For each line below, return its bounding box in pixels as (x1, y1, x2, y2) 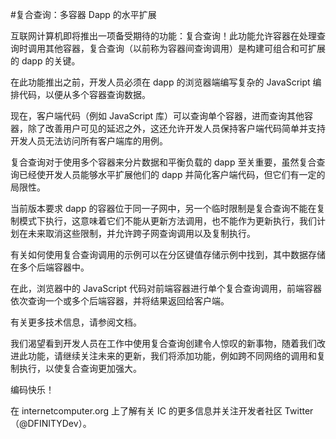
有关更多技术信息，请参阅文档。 (10, 316, 142, 328)
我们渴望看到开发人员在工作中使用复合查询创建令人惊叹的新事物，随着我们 (10, 338, 317, 349)
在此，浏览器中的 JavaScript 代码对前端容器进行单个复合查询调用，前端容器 (10, 283, 323, 294)
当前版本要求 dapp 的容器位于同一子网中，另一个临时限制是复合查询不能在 (10, 203, 317, 214)
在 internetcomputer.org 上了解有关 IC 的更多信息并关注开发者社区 (10, 405, 283, 417)
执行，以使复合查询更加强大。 (18, 363, 142, 374)
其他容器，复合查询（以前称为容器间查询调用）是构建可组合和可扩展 (44, 43, 326, 54)
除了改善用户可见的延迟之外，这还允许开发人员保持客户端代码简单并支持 (27, 123, 326, 134)
